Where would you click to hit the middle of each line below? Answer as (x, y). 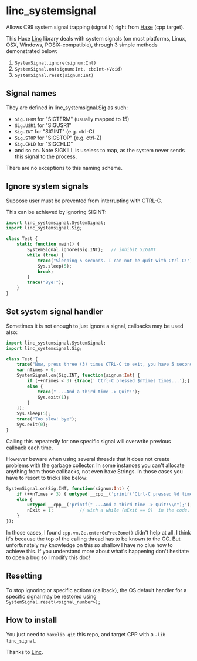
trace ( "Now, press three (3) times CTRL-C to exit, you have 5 (96, 365)
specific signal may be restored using (51, 596)
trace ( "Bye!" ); (46, 283)
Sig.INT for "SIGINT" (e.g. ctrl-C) (55, 131)
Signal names (31, 93)
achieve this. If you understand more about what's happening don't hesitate (98, 551)
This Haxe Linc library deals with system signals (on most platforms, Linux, (96, 38)
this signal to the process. (46, 156)
